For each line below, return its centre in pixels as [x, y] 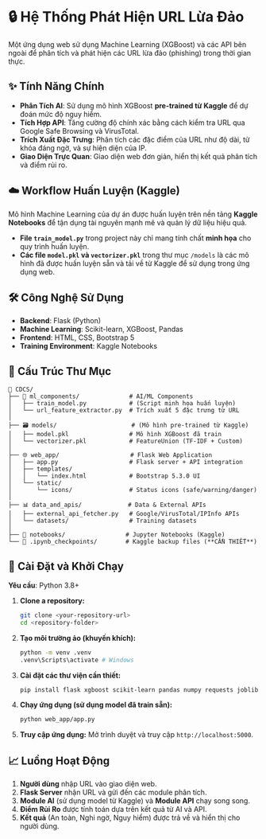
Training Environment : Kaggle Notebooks [88, 346]
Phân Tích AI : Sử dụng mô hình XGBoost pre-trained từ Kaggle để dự [134, 105]
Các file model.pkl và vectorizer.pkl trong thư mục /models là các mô [135, 255]
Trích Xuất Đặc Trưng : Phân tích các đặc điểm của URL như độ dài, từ [135, 139]
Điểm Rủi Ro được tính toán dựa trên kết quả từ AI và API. [114, 810]
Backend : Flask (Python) [60, 321]
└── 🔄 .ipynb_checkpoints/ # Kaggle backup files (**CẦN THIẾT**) [133, 542]
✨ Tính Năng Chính [56, 86]
